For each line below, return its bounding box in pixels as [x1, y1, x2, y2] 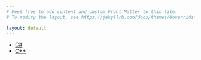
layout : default [6, 25, 47, 31]
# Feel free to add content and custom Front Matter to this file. [6, 8, 178, 15]
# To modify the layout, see [6, 14, 79, 20]
